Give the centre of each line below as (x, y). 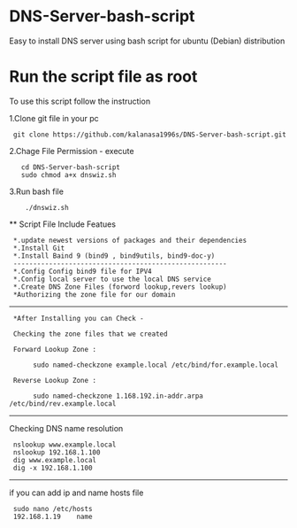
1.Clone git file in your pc (54, 118)
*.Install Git (39, 248)
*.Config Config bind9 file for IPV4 (82, 271)
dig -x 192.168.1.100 (53, 468)
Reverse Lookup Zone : (55, 380)
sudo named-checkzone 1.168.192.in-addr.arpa (118, 396)
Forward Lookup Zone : (55, 349)
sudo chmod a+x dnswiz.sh (69, 175)
